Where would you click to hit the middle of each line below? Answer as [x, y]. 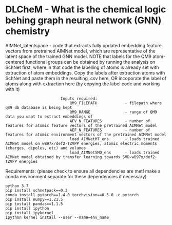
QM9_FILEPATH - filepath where [116, 103]
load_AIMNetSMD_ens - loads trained [114, 153]
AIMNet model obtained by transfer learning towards [63, 157]
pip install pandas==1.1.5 [34, 204]
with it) [13, 89]
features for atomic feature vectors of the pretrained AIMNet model [81, 125]
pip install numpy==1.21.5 [34, 199]
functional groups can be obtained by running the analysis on [90, 62]
